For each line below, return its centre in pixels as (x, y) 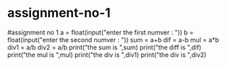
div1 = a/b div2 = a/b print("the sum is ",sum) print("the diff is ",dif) (104, 47)
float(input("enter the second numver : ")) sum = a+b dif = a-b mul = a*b (113, 39)
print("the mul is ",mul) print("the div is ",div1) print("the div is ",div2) (107, 55)
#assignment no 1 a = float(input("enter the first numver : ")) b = (101, 32)
